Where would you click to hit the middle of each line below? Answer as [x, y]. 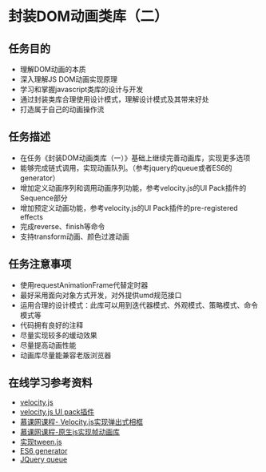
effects [32, 216]
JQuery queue [44, 460]
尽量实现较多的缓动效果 [58, 335]
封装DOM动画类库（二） [88, 16]
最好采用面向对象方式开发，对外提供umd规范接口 [101, 295]
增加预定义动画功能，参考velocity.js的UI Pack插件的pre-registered [129, 208]
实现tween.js [41, 442]
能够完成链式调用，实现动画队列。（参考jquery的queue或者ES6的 [126, 167]
